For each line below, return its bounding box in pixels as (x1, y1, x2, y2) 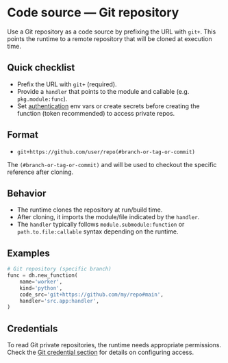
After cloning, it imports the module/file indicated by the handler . (16, 213, 200, 221)
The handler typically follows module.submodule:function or (16, 221, 185, 229)
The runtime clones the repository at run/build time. (16, 205, 163, 214)
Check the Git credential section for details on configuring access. (7, 348, 194, 357)
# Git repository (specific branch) (7, 266, 112, 273)
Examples (7, 247, 50, 259)
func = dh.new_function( (7, 272, 78, 279)
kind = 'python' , (19, 284, 63, 292)
